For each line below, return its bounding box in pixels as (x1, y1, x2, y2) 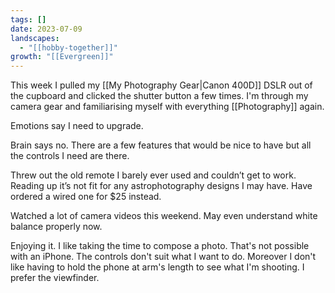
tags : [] (10, 14, 47, 25)
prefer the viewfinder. (10, 272, 100, 284)
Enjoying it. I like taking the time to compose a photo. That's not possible (10, 240, 310, 252)
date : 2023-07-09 (10, 24, 83, 34)
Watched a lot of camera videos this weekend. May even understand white (10, 210, 318, 222)
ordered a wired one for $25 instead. (10, 191, 162, 203)
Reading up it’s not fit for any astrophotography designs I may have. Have (10, 180, 313, 192)
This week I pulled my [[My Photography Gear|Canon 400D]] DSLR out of (10, 79, 313, 91)
